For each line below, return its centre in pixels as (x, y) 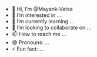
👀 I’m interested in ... (36, 15)
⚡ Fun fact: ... (28, 49)
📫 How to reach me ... (39, 34)
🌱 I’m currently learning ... (43, 21)
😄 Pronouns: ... (31, 42)
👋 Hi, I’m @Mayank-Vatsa (42, 9)
